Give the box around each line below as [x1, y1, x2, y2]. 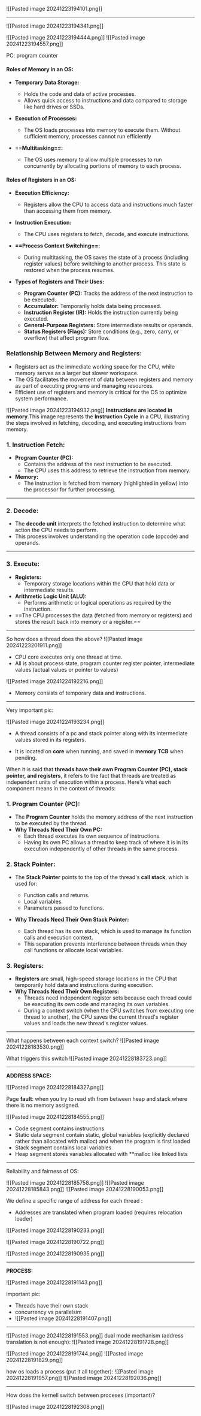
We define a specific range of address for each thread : [6, 1197, 143, 1204]
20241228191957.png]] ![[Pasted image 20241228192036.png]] [6, 1375, 162, 1382]
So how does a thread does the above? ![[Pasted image [6, 635, 143, 642]
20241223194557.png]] [6, 40, 63, 47]
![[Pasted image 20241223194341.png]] [6, 22, 103, 29]
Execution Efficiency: [14, 189, 70, 197]
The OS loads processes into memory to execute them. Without [23, 126, 181, 134]
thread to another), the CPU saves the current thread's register [23, 1013, 179, 1021]
